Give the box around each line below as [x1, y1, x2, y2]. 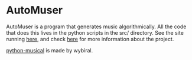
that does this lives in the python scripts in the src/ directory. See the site [6, 29, 184, 36]
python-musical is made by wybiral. [6, 46, 93, 54]
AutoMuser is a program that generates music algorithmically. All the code [6, 23, 187, 30]
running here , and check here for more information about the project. [6, 35, 174, 42]
